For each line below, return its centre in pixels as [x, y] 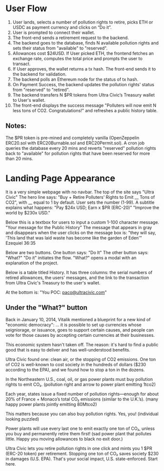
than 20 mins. [19, 158]
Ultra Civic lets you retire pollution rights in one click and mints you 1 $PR [79, 448]
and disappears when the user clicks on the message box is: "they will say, [81, 233]
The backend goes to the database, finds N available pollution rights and [86, 43]
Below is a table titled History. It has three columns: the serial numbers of [79, 272]
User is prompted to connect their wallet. [54, 32]
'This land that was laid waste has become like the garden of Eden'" [74, 237]
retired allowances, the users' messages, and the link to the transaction [77, 278]
